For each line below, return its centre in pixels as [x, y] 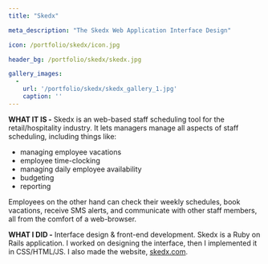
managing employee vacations [71, 152]
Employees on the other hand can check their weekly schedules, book [124, 201]
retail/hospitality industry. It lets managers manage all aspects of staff [124, 128]
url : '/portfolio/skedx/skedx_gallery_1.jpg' [100, 89]
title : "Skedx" [34, 16]
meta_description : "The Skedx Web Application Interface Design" [120, 30]
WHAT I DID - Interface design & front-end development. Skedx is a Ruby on [134, 234]
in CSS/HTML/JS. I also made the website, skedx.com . [98, 251]
